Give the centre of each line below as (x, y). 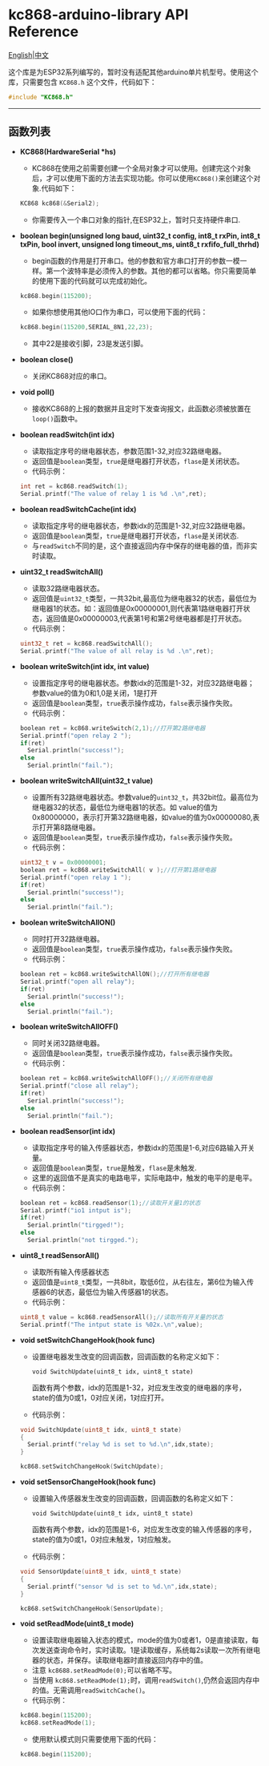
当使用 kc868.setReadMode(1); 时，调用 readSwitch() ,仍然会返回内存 (142, 1680)
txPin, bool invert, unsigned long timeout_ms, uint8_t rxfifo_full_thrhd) (140, 244)
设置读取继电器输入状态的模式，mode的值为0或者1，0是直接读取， (142, 1640)
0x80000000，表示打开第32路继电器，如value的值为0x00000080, (142, 817)
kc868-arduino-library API (98, 15)
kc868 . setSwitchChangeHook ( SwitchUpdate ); (92, 1467)
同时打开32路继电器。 (68, 939)
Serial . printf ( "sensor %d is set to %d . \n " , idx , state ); (122, 1587)
